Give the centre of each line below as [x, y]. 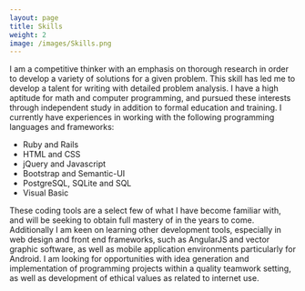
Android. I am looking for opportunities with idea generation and [129, 259]
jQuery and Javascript [64, 164]
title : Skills [36, 26]
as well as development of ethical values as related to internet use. [134, 278]
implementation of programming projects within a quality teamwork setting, [150, 268]
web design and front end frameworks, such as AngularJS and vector [140, 240]
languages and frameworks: [62, 127]
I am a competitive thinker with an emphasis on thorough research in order [149, 69]
